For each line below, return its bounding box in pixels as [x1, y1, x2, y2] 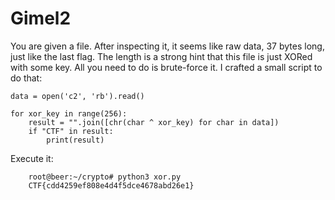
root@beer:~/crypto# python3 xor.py [28, 172, 182, 182]
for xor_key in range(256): [10, 108, 128, 119]
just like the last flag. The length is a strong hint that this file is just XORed [10, 50, 313, 62]
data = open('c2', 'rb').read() [10, 91, 145, 101]
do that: [10, 72, 43, 84]
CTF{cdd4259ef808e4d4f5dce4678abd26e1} [28, 180, 195, 191]
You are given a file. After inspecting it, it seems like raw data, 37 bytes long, [10, 40, 325, 52]
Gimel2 [10, 7, 72, 30]
